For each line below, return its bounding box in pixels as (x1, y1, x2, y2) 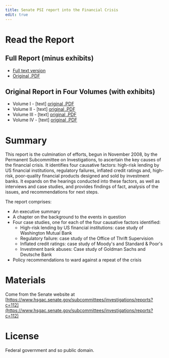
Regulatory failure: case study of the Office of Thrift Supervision (20, 236, 154, 242)
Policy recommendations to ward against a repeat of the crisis (12, 257, 142, 263)
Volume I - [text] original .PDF (12, 101, 75, 107)
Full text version (12, 67, 46, 73)
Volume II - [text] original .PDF (12, 106, 76, 112)
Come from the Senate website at (5, 291, 75, 297)
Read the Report (5, 34, 75, 46)
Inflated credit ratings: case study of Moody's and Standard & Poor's (20, 241, 163, 247)
